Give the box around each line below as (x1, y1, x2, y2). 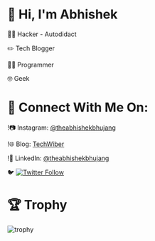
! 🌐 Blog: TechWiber (7, 140, 65, 148)
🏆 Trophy (7, 197, 68, 213)
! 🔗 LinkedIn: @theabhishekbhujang (7, 154, 109, 162)
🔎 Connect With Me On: (7, 99, 149, 116)
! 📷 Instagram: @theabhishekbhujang (7, 123, 116, 132)
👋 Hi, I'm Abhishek (7, 6, 118, 23)
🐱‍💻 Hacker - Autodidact (7, 30, 77, 38)
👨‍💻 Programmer (7, 60, 55, 69)
